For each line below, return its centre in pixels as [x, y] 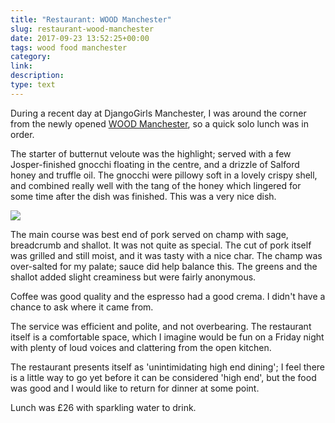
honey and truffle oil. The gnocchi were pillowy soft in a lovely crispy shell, [164, 175]
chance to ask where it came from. [82, 307]
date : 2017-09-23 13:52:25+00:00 [80, 38]
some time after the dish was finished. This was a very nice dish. [143, 196]
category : [31, 57]
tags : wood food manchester [69, 47]
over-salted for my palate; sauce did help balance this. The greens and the [164, 266]
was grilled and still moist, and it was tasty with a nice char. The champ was [166, 255]
